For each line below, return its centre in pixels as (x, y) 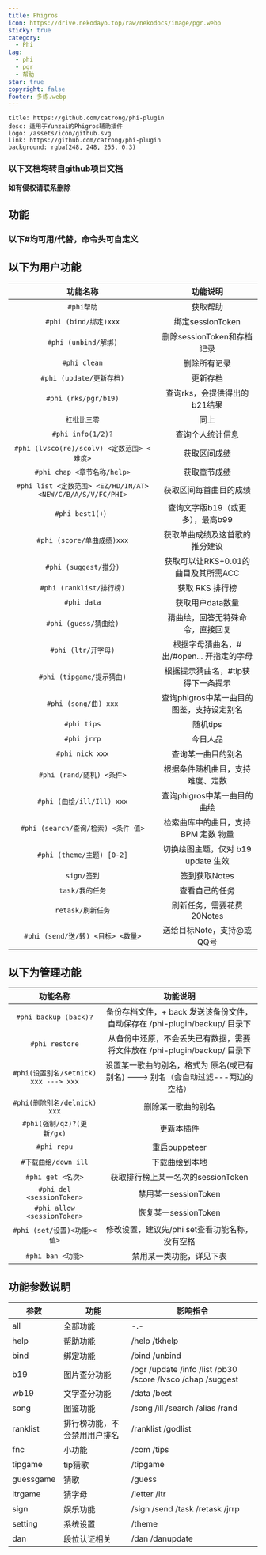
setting (25, 1524)
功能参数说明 (40, 1287)
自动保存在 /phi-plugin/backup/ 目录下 (179, 1024)
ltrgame (27, 1494)
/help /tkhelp (155, 1341)
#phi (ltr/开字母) (83, 650)
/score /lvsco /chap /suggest (185, 1379)
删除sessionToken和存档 (207, 336)
